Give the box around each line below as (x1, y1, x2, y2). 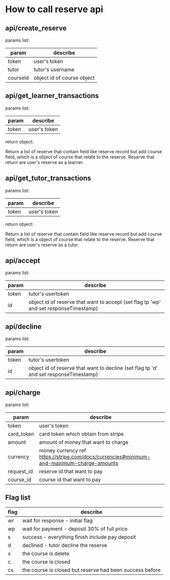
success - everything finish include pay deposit (22, 533, 136, 540)
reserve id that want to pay (39, 468, 103, 475)
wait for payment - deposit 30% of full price (22, 525, 128, 532)
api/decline (5, 322, 42, 331)
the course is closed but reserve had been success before (22, 566, 161, 573)
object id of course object (33, 75, 95, 81)
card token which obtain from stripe (39, 430, 124, 437)
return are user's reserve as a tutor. (5, 242, 79, 248)
